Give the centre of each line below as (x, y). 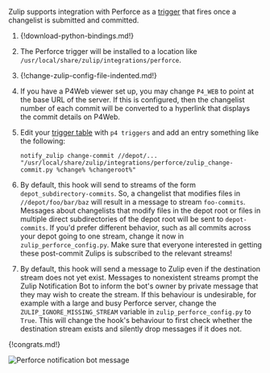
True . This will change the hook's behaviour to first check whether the (136, 320)
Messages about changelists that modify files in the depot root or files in (140, 210)
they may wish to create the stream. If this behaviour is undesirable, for (138, 294)
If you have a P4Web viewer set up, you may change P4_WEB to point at (137, 91)
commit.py (37, 170)
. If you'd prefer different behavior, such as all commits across (148, 228)
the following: (43, 141)
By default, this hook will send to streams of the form (108, 185)
